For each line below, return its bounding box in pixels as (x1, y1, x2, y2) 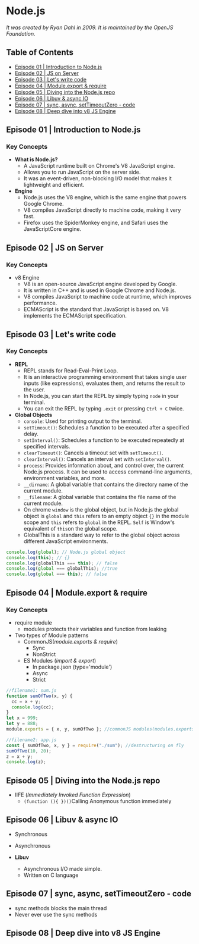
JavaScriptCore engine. (23, 225, 82, 233)
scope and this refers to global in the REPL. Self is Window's (23, 519, 175, 526)
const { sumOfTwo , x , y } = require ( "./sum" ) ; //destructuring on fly (6, 742, 184, 748)
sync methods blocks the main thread (14, 904, 107, 911)
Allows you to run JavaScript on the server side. (23, 168, 141, 176)
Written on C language (23, 871, 79, 879)
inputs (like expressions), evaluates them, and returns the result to (23, 380, 185, 387)
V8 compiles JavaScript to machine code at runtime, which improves (23, 293, 191, 300)
